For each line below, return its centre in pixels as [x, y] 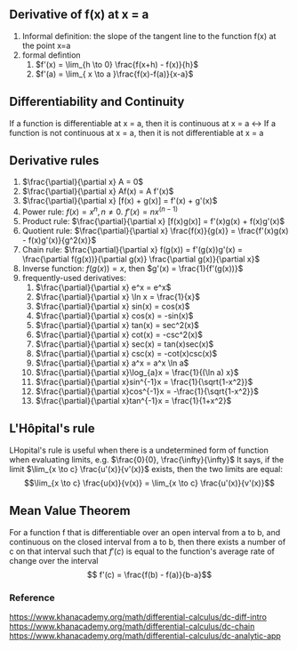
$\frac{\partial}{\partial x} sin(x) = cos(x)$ [112, 307]
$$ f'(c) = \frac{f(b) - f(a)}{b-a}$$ [149, 574]
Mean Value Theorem [70, 511]
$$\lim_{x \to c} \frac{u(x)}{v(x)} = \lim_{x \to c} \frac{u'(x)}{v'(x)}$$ [149, 483]
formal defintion [52, 55]
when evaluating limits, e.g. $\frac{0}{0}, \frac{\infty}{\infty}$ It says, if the [147, 459]
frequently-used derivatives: [74, 278]
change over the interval [54, 560]
